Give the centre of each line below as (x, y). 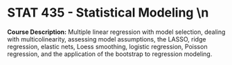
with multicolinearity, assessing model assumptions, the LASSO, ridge (107, 39)
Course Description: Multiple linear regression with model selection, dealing (116, 32)
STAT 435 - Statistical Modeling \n (108, 13)
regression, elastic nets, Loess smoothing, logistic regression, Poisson (107, 46)
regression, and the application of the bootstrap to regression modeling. (110, 54)
